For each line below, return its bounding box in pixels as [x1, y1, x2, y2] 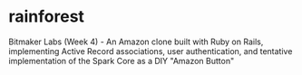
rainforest [8, 6, 85, 27]
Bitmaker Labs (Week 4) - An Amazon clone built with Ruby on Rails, [8, 36, 264, 47]
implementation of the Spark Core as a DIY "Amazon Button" [8, 55, 235, 66]
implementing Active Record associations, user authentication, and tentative [8, 45, 293, 56]
